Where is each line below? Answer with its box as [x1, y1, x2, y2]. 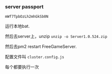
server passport [5, 3, 44, 10]
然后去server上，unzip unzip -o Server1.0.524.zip [5, 34, 108, 39]
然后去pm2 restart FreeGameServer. [5, 44, 77, 49]
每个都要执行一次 [5, 64, 39, 70]
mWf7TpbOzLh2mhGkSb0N [5, 14, 49, 19]
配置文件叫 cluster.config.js [5, 54, 64, 60]
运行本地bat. [5, 23, 30, 29]
